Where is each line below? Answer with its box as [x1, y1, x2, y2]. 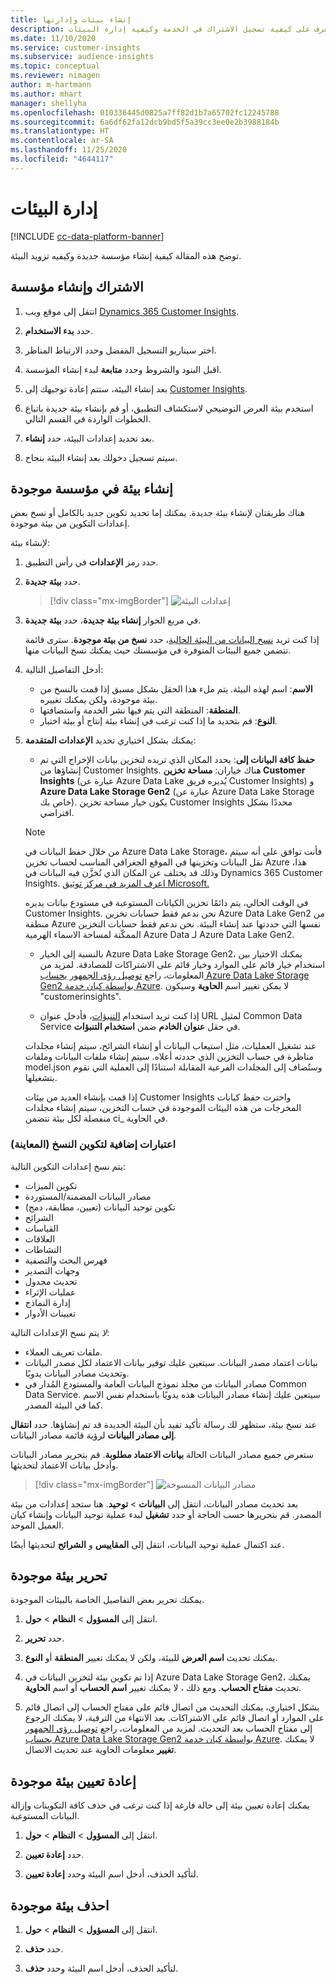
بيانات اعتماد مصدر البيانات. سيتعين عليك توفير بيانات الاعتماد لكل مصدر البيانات [24, 1356, 318, 1368]
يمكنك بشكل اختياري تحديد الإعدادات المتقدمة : [24, 734, 197, 746]
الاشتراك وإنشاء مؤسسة [10, 279, 144, 296]
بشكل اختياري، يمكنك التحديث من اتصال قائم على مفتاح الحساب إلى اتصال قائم [24, 1701, 320, 1713]
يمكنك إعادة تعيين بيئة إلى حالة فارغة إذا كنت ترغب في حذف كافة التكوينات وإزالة [10, 1799, 310, 1811]
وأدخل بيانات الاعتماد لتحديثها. [10, 1459, 119, 1471]
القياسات [24, 1222, 59, 1234]
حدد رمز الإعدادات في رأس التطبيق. [24, 556, 159, 568]
